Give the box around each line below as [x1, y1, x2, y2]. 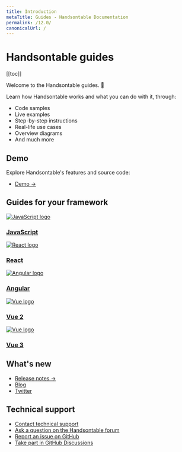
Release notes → [14, 374, 56, 382]
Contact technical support [14, 420, 79, 427]
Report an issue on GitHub [14, 432, 79, 440]
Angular [6, 285, 30, 293]
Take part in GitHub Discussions [14, 439, 94, 446]
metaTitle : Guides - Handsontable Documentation [6, 14, 129, 20]
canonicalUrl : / [6, 25, 46, 31]
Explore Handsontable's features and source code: [6, 169, 130, 176]
